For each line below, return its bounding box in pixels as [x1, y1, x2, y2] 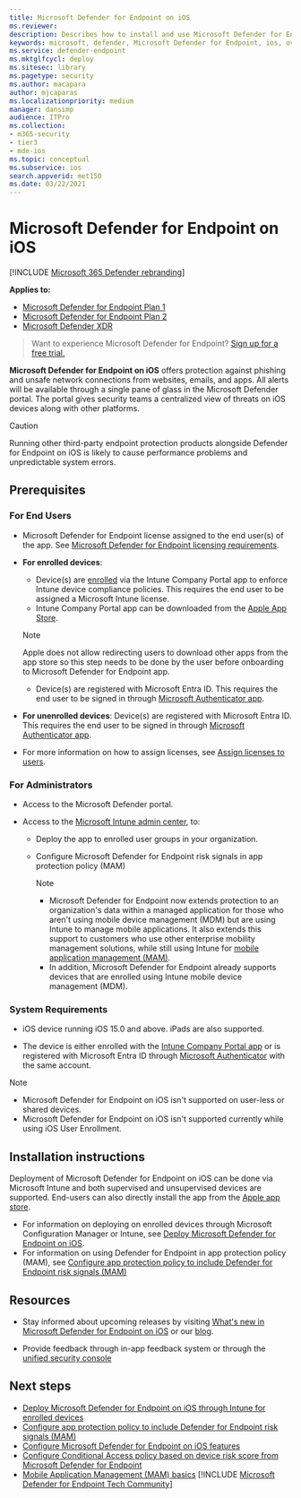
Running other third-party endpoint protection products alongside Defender [9, 438, 288, 449]
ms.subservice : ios [9, 163, 82, 172]
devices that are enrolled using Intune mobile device [48, 971, 243, 982]
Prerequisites [9, 483, 86, 498]
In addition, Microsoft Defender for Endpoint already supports [48, 962, 277, 973]
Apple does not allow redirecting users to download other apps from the [21, 647, 288, 658]
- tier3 [9, 138, 39, 147]
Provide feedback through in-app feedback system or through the [21, 1343, 266, 1354]
